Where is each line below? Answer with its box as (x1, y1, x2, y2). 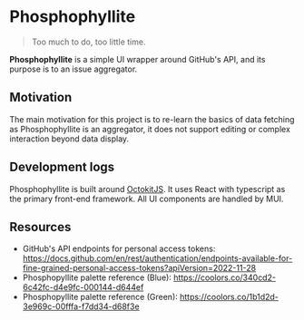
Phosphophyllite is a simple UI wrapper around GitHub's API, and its (9, 53, 266, 64)
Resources (9, 219, 72, 235)
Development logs (9, 160, 115, 175)
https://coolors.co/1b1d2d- (180, 292, 279, 303)
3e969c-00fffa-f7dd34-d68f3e (22, 301, 140, 312)
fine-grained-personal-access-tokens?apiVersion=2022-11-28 (22, 263, 257, 274)
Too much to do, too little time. (31, 36, 146, 47)
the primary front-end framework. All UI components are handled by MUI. (9, 193, 284, 204)
